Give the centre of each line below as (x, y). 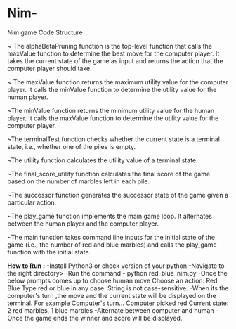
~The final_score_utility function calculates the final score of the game (109, 174)
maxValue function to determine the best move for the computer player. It (113, 53)
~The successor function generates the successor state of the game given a (118, 195)
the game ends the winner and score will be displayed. (103, 318)
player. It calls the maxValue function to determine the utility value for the (113, 118)
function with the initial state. (49, 252)
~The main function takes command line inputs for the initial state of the (111, 237)
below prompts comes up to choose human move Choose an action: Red (112, 280)
